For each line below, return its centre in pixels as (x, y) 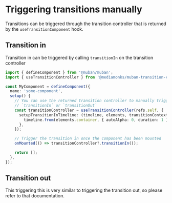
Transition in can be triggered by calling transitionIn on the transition (79, 57)
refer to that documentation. (35, 196)
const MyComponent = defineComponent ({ (48, 86)
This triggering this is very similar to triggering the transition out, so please (84, 190)
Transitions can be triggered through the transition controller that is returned (86, 24)
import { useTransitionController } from (50, 77)
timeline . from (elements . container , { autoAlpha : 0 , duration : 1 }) (97, 120)
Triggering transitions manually (74, 9)
